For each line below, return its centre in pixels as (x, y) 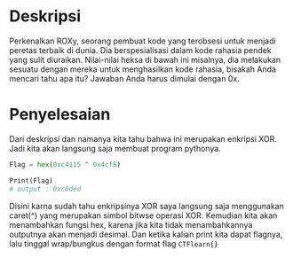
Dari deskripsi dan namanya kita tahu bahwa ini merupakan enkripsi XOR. (143, 138)
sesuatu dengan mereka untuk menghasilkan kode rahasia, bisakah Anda (143, 69)
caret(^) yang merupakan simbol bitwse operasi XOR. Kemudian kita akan (143, 215)
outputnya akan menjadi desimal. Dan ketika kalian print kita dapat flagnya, (146, 234)
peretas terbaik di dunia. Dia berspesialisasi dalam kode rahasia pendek (141, 50)
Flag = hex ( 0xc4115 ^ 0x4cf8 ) (65, 164)
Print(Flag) (31, 180)
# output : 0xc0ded (45, 189)
